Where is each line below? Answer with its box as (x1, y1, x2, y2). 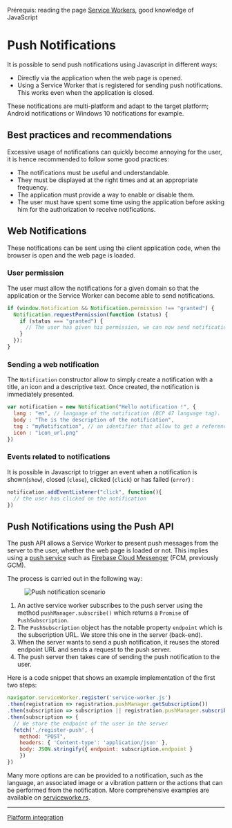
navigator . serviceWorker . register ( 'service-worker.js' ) (7, 694, 171, 701)
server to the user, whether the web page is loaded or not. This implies (7, 546, 209, 555)
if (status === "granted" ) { (19, 318, 104, 325)
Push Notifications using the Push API (7, 521, 174, 532)
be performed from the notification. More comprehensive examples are (7, 786, 209, 794)
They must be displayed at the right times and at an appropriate (17, 176, 198, 184)
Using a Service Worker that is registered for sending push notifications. (17, 81, 223, 89)
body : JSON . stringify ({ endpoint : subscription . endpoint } (19, 746, 193, 753)
